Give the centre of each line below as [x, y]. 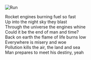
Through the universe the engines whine [45, 27]
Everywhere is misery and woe [36, 42]
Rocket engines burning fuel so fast [40, 17]
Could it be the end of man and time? [42, 32]
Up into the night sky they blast [36, 22]
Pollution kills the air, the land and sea [43, 47]
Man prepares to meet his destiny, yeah [44, 52]
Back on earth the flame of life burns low [45, 37]
